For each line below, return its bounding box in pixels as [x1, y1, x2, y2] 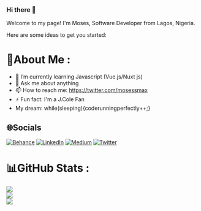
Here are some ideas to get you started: [6, 31, 107, 39]
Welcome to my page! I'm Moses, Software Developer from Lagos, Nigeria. [6, 20, 195, 27]
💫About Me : [6, 53, 71, 67]
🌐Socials [6, 122, 42, 132]
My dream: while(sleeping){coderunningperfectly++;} [15, 104, 151, 112]
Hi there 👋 [6, 6, 37, 14]
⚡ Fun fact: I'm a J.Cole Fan [15, 96, 85, 103]
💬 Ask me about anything [15, 80, 79, 87]
